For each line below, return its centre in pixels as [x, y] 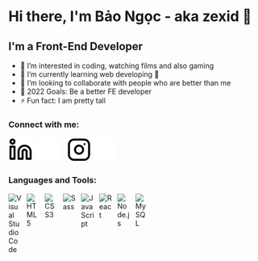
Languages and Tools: [52, 180]
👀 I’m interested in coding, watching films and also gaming [117, 65]
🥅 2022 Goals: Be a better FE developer [85, 91]
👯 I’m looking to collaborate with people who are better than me [125, 83]
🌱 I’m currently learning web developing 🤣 [89, 74]
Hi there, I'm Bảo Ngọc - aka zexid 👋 [130, 17]
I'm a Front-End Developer [76, 46]
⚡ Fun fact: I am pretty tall [63, 101]
